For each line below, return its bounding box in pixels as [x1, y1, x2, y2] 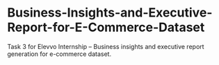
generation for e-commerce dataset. [7, 50, 112, 58]
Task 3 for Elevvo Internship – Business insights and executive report [7, 42, 204, 50]
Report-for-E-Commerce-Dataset [7, 19, 205, 35]
